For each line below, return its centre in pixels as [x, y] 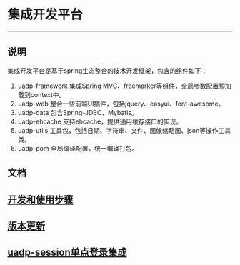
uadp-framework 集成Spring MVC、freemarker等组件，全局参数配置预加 [124, 86]
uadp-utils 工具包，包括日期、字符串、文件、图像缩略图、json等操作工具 [124, 130]
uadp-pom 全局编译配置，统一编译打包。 [78, 148]
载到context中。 [41, 94]
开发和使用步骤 [40, 200]
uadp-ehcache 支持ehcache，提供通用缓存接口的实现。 [100, 121]
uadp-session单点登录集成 [67, 252]
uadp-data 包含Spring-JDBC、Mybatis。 [77, 112]
